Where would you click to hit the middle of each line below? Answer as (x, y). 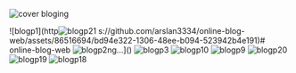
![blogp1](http (34, 31)
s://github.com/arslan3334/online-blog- (171, 31)
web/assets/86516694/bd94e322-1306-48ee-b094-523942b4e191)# (137, 41)
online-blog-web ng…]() (70, 50)
